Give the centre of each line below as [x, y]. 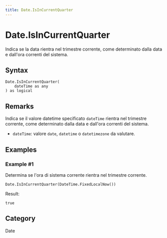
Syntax [17, 70]
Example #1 [19, 164]
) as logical [19, 91]
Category [20, 219]
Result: [12, 193]
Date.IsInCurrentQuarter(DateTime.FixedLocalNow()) [61, 184]
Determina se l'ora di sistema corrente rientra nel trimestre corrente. [76, 175]
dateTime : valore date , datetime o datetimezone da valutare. [74, 134]
